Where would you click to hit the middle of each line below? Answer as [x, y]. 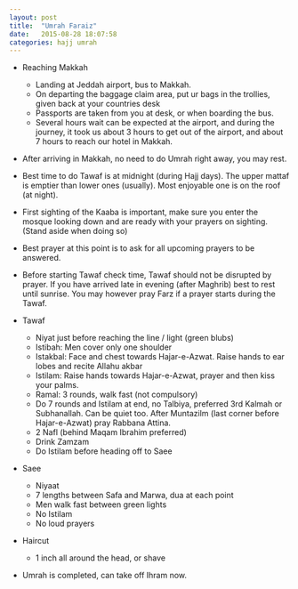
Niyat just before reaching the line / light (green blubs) [134, 338]
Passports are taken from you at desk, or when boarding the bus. [154, 113]
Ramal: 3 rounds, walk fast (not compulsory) [117, 395]
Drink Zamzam [62, 442]
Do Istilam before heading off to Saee [104, 451]
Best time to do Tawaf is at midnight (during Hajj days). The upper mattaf [156, 176]
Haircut [36, 541]
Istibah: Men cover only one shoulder [104, 347]
